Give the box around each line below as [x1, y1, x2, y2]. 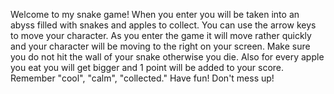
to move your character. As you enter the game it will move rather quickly [10, 30, 312, 41]
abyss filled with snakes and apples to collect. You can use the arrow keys [10, 19, 317, 31]
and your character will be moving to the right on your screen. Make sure [10, 40, 311, 52]
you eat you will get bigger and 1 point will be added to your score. [10, 62, 285, 73]
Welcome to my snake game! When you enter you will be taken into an [10, 9, 300, 20]
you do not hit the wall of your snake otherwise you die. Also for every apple [10, 51, 325, 63]
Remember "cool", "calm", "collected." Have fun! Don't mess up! [10, 72, 275, 84]
